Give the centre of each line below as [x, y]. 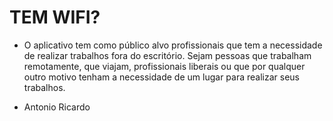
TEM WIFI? [55, 17]
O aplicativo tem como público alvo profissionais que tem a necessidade [173, 45]
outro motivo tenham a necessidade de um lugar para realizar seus [161, 77]
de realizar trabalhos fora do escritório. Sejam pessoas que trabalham [167, 55]
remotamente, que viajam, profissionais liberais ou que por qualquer [164, 66]
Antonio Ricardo [57, 107]
